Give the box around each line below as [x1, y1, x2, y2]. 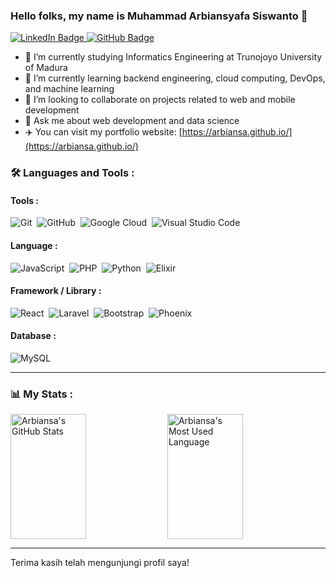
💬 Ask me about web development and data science [24, 115, 240, 127]
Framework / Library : [10, 285, 102, 297]
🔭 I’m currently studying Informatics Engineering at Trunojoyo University [24, 51, 323, 63]
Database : [10, 330, 57, 342]
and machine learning [24, 83, 115, 95]
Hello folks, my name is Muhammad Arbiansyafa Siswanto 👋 [10, 9, 308, 23]
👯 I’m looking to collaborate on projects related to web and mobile [24, 94, 296, 106]
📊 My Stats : [10, 387, 74, 401]
